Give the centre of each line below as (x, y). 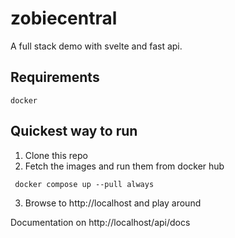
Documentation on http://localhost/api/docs (100, 222)
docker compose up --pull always (84, 184)
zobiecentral (64, 18)
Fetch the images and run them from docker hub (124, 166)
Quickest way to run (74, 131)
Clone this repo (56, 155)
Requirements (55, 77)
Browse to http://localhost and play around (113, 203)
